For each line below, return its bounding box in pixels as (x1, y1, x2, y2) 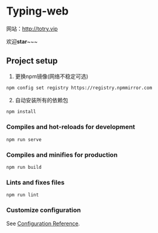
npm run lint (6, 192, 39, 198)
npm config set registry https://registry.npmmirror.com (6, 85, 153, 91)
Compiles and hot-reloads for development (6, 123, 136, 131)
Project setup (6, 56, 58, 66)
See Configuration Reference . (6, 220, 80, 227)
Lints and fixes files (6, 179, 65, 187)
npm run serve (6, 136, 42, 143)
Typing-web (6, 4, 69, 18)
